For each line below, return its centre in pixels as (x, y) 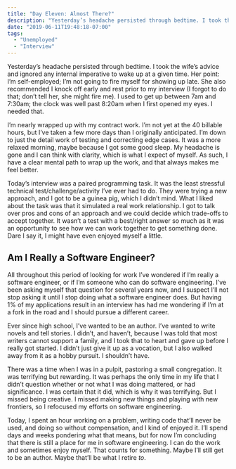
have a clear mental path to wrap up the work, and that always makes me (113, 162)
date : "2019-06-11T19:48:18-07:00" (59, 27)
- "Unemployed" (36, 40)
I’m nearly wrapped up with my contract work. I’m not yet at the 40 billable (115, 125)
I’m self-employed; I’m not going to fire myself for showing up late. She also (117, 81)
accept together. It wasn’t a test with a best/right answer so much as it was (116, 221)
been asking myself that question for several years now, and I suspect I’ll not (118, 290)
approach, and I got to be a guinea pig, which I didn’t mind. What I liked (110, 198)
